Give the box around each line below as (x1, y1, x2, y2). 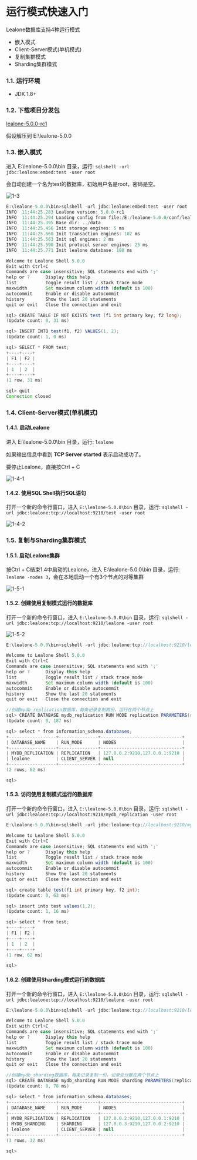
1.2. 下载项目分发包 (6, 107, 60, 115)
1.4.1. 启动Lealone (6, 424, 50, 431)
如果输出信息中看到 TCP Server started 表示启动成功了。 (6, 451, 144, 458)
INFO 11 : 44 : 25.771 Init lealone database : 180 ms (6, 247, 133, 253)
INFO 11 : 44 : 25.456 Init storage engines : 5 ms (6, 225, 125, 231)
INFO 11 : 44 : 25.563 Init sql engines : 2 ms (6, 237, 114, 242)
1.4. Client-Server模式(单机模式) (6, 408, 98, 417)
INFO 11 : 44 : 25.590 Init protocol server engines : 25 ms (6, 242, 148, 248)
